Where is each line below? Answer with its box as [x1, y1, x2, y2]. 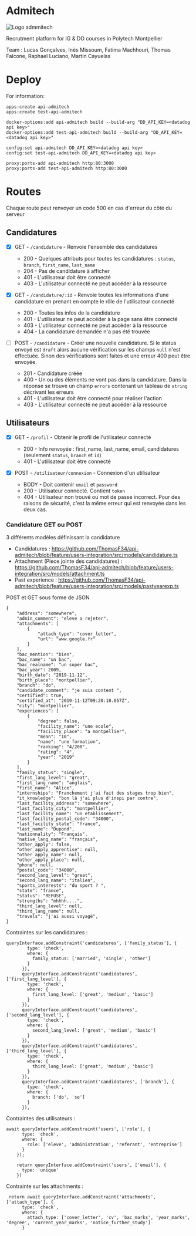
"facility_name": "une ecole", [37, 724, 114, 730]
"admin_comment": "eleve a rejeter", [16, 616, 109, 622]
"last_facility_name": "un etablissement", [16, 811, 125, 817]
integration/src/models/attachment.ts [14, 570, 105, 578]
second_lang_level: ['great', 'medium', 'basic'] [32, 1028, 157, 1034]
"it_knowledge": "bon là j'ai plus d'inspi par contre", [16, 795, 159, 802]
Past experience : [14, 576, 58, 583]
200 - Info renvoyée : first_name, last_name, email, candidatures [23, 445, 180, 452]
